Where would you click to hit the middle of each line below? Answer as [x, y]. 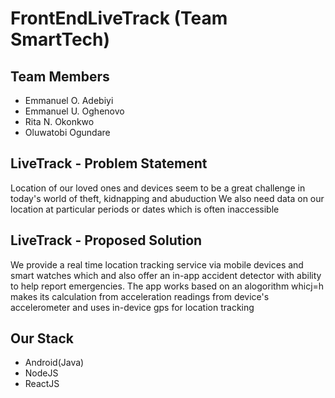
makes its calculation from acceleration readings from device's [140, 296]
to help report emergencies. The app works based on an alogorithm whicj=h [167, 286]
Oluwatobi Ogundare [67, 132]
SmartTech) [60, 39]
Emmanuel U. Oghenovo [74, 111]
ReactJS [42, 384]
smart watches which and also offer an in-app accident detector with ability [166, 275]
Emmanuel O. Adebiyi [69, 100]
